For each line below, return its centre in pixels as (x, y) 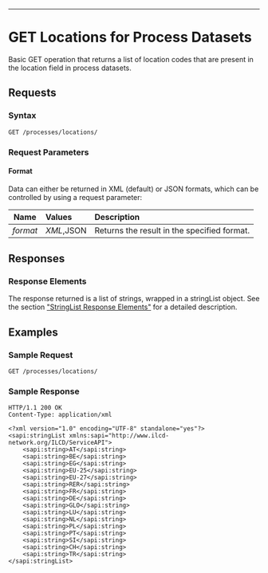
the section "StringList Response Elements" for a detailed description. (123, 307)
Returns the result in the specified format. (172, 230)
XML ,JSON (66, 230)
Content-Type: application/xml (60, 415)
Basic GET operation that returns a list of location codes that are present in (131, 59)
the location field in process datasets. (70, 68)
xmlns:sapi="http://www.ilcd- (119, 436)
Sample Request (41, 355)
